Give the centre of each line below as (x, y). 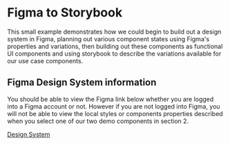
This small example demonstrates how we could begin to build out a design (114, 32)
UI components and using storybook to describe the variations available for (114, 54)
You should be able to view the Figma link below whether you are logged (111, 99)
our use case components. (45, 60)
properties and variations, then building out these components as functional (115, 46)
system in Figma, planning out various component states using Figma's (108, 38)
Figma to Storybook (65, 13)
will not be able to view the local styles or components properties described (115, 113)
